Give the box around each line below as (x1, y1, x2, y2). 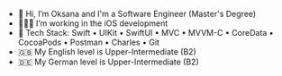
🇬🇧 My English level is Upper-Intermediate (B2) (17, 46, 196, 57)
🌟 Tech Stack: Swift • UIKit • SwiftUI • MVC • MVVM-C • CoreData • (17, 28, 274, 38)
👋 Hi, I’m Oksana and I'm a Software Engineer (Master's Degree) (17, 9, 257, 19)
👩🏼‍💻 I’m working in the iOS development (17, 18, 168, 29)
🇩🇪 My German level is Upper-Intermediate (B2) (17, 56, 200, 67)
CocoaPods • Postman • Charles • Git (17, 37, 160, 47)
